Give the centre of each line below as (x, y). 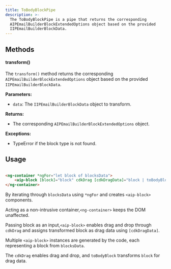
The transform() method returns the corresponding (59, 74)
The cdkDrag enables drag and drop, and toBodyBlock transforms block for (83, 256)
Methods (20, 49)
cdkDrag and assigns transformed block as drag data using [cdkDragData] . (83, 230)
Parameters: (19, 94)
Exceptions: (18, 133)
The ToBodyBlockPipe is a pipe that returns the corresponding (78, 19)
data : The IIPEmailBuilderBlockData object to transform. (72, 104)
